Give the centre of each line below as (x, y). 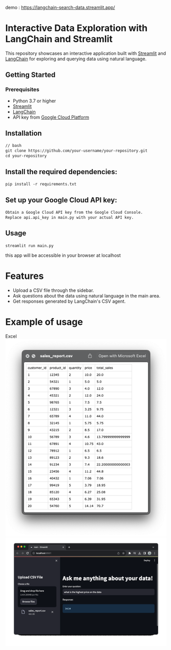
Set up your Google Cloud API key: (61, 200)
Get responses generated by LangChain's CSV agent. (69, 301)
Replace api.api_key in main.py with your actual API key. (70, 218)
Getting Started (30, 75)
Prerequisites (22, 89)
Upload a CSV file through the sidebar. (53, 290)
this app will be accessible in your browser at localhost (63, 255)
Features (25, 276)
